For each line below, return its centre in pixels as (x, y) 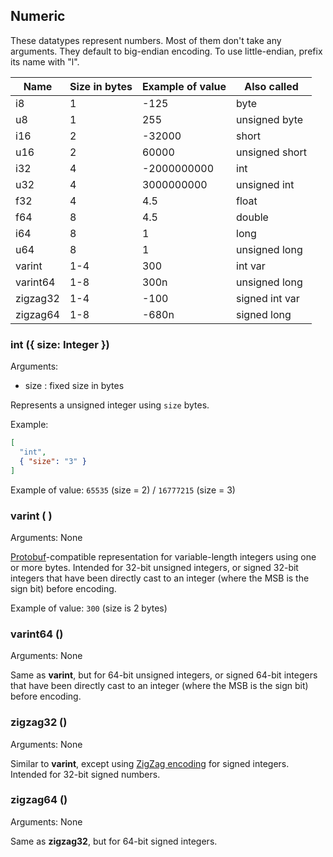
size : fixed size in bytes (74, 386)
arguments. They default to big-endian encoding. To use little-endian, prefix (166, 51)
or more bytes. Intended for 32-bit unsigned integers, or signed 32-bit (154, 567)
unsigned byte (270, 119)
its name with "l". (45, 61)
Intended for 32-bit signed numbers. (85, 774)
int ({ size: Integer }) (60, 344)
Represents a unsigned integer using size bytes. (110, 405)
